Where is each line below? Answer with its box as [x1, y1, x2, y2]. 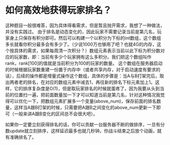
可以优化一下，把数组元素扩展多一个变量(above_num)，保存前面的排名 [9, 98, 157, 104]
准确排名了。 [9, 134, 36, 140]
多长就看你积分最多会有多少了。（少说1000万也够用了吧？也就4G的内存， [5, 41, 157, 47]
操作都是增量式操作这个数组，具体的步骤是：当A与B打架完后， [29, 73, 160, 79]
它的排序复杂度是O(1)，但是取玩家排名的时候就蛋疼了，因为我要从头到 [14, 85, 160, 91]
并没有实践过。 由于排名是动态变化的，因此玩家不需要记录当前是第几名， [5, 28, 157, 34]
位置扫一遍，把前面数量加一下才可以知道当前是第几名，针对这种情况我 [14, 91, 160, 98]
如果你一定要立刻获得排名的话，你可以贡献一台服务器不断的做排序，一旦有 [5, 121, 160, 127]
